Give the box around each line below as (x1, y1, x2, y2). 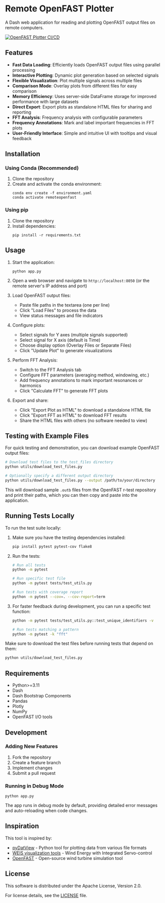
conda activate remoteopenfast (12, 195, 77, 200)
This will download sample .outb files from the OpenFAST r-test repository (5, 486, 156, 493)
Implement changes (12, 765, 53, 771)
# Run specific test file (12, 576, 66, 581)
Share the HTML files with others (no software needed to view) (19, 417, 148, 424)
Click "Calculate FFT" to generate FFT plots (19, 387, 108, 394)
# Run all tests (12, 563, 46, 568)
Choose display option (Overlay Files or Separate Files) (19, 342, 132, 348)
